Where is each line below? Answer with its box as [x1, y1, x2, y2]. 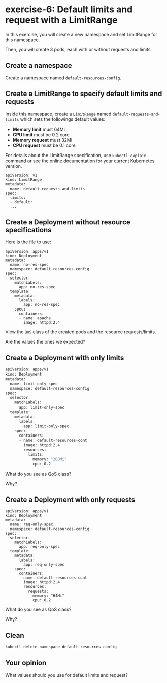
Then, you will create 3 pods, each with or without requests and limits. [5, 46, 152, 52]
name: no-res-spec [10, 262, 49, 267]
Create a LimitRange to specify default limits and [5, 89, 162, 98]
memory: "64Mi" [32, 593, 65, 598]
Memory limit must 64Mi [12, 126, 65, 132]
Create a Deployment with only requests [5, 495, 136, 504]
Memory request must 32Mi [12, 137, 73, 143]
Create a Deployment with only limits [5, 353, 124, 362]
